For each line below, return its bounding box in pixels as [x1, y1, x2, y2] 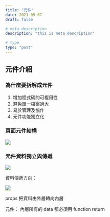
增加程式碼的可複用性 [12, 94, 58, 100]
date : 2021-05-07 [5, 12, 42, 17]
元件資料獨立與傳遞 [5, 153, 53, 160]
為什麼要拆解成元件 [5, 82, 53, 89]
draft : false [5, 17, 33, 22]
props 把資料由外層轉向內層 [5, 195, 64, 202]
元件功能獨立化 [12, 113, 45, 119]
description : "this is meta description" [5, 31, 95, 36]
